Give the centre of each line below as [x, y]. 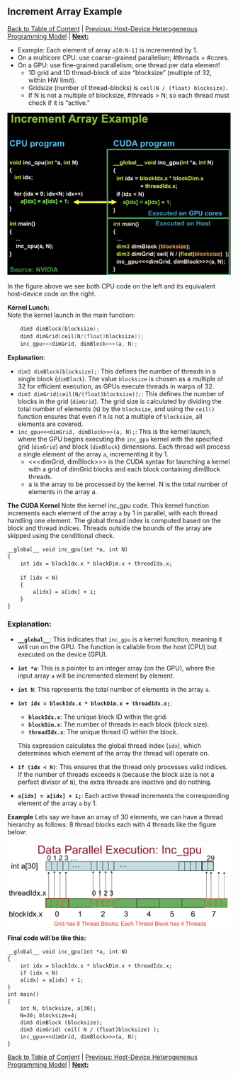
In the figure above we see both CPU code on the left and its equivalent [112, 286]
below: [17, 832]
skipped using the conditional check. [61, 536]
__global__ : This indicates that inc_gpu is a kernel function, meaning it [120, 639]
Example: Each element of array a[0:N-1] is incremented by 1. [108, 50]
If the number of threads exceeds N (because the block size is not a [116, 775]
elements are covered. [50, 424]
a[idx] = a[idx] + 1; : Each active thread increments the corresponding [123, 796]
